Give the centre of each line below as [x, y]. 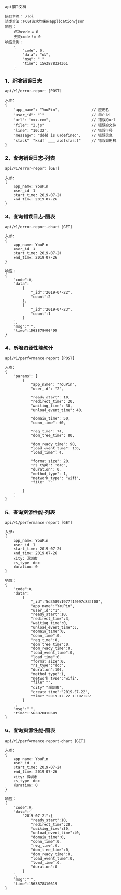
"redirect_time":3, [50, 619]
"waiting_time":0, [49, 623]
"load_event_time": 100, [56, 448]
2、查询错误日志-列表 [30, 158]
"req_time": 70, [47, 431]
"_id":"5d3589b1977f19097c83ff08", [67, 602]
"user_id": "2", [47, 389]
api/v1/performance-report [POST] [40, 358]
